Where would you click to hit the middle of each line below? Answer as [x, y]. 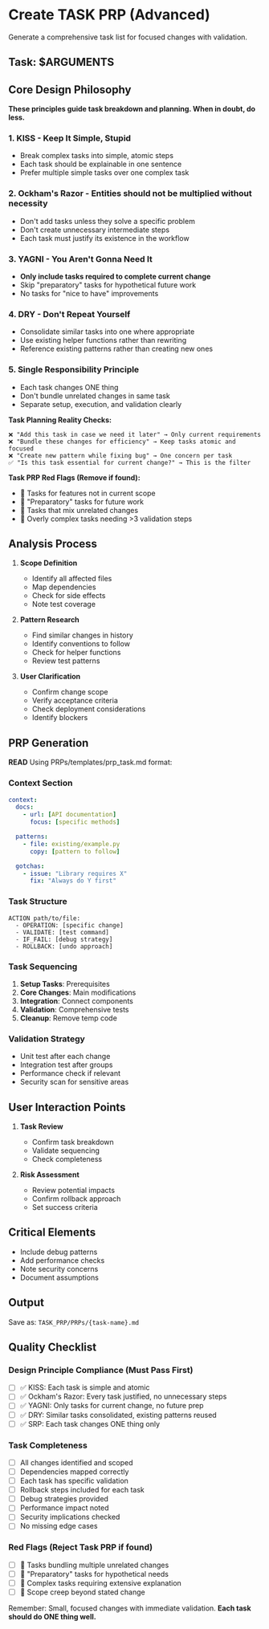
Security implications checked [70, 1517]
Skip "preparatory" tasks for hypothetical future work [108, 285]
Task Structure [38, 902]
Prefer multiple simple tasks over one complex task [104, 173]
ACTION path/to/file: [45, 918]
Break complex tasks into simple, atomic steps [97, 156]
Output [26, 1303]
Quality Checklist [53, 1348]
